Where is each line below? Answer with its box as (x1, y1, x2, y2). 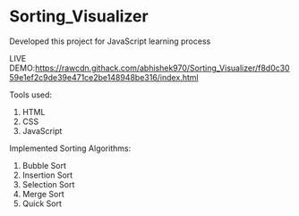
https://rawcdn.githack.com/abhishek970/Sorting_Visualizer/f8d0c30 (34, 62, 290, 73)
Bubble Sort (21, 160, 67, 170)
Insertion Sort (21, 170, 73, 180)
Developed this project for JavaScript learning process (9, 36, 211, 46)
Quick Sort (21, 198, 63, 209)
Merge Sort (21, 188, 64, 199)
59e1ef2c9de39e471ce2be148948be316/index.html (9, 71, 199, 82)
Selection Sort (21, 179, 75, 189)
